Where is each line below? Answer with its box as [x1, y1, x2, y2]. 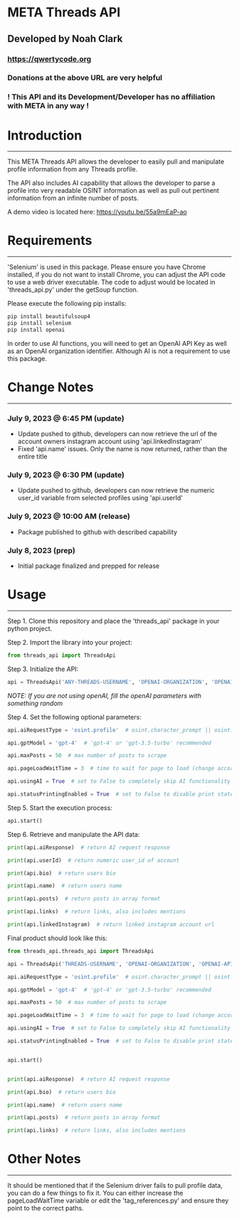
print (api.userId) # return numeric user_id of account [7, 857, 180, 864]
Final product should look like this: [7, 934, 108, 942]
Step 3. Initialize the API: [7, 665, 79, 673]
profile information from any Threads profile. [7, 165, 138, 174]
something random [7, 699, 63, 707]
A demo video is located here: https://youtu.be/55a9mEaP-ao [7, 208, 187, 216]
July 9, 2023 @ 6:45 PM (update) [7, 413, 124, 423]
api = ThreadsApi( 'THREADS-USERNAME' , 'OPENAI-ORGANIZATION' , [7, 960, 196, 968]
